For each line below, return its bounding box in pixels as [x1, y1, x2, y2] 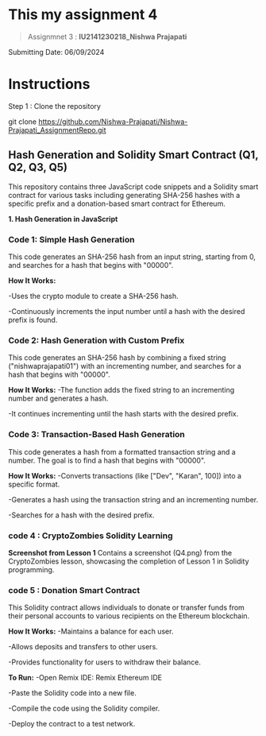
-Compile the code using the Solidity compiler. [8, 703, 160, 713]
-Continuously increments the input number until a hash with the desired [8, 306, 245, 316]
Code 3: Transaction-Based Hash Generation [8, 429, 185, 440]
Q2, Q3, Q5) [8, 161, 67, 174]
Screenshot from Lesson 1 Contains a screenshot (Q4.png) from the [8, 548, 233, 557]
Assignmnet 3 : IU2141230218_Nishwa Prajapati [27, 32, 187, 41]
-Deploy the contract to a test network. [8, 719, 136, 729]
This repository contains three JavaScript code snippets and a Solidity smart [8, 181, 259, 192]
